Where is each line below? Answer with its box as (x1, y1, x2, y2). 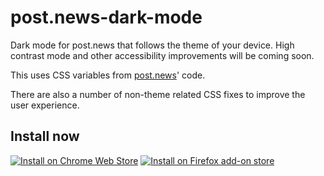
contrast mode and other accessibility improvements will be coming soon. (10, 49, 315, 61)
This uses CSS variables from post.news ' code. (10, 69, 206, 81)
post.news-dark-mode (10, 6, 203, 29)
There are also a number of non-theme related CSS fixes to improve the (10, 88, 306, 100)
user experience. (10, 99, 80, 111)
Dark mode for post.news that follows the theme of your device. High (10, 39, 295, 51)
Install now (10, 128, 80, 145)
